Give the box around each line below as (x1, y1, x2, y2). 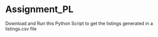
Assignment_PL (5, 4, 74, 15)
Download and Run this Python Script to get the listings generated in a (5, 20, 153, 26)
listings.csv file (5, 25, 37, 31)
